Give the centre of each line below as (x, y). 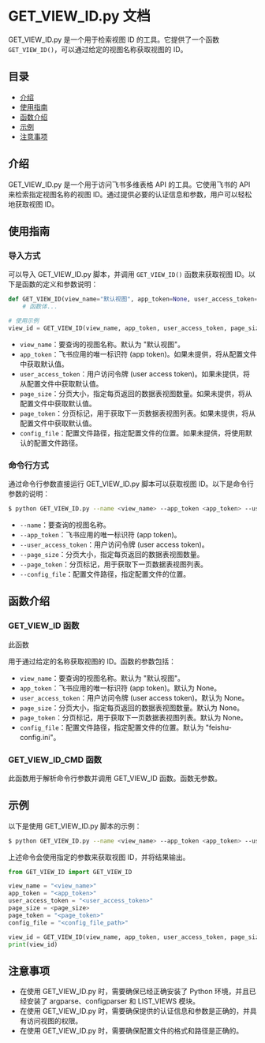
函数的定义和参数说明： (60, 284)
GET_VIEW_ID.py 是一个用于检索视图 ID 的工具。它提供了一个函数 (114, 39)
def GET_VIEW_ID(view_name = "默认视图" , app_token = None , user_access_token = (133, 299)
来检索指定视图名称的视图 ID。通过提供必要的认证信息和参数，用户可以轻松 (130, 194)
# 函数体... (40, 307)
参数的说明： (29, 494)
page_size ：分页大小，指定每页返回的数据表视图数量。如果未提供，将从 (136, 393)
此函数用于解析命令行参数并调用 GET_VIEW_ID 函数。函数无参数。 (115, 778)
